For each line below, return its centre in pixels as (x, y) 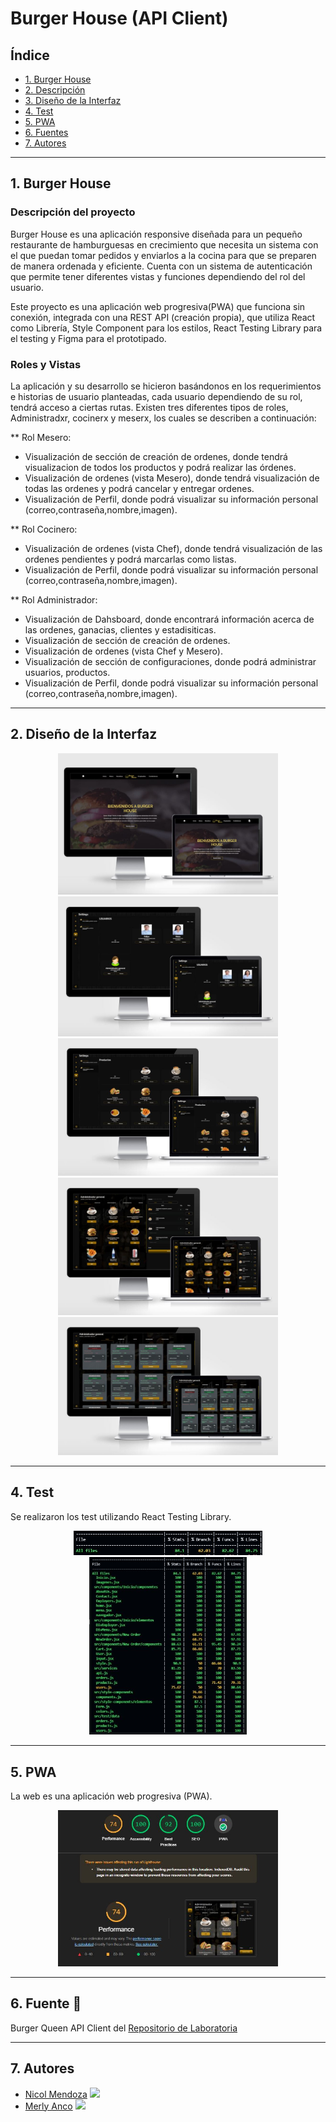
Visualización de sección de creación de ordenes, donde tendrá (156, 456)
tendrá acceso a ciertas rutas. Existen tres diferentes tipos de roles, (149, 407)
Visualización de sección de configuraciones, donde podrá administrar (170, 661)
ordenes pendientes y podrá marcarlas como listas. (130, 559)
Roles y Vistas (46, 364)
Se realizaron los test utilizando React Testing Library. (121, 1516)
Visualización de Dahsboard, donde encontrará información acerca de (169, 619)
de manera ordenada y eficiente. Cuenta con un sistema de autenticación (161, 266)
